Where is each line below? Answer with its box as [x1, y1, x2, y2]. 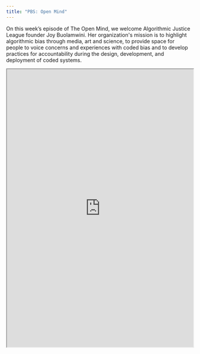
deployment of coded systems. [6, 56, 82, 63]
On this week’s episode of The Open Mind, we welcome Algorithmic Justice [6, 25, 191, 32]
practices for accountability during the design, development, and [6, 50, 164, 57]
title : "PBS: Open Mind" [6, 8, 67, 15]
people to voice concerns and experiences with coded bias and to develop [6, 44, 188, 51]
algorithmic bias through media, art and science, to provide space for [6, 37, 175, 44]
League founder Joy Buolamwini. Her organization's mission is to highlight [6, 31, 188, 39]
